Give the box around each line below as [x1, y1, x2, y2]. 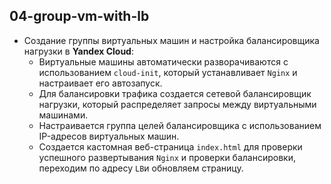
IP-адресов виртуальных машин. [38, 130, 180, 142]
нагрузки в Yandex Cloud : [23, 45, 134, 57]
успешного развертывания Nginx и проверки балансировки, [38, 151, 296, 163]
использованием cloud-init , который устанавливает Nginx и [38, 66, 298, 78]
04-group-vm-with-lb [9, 8, 150, 25]
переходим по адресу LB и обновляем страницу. [38, 162, 244, 174]
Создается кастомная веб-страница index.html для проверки [38, 140, 303, 153]
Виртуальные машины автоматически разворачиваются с [38, 55, 289, 68]
